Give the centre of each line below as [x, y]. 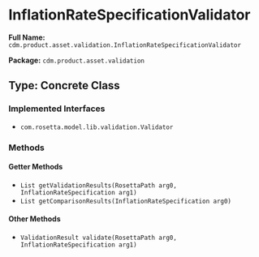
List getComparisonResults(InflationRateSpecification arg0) [126, 201]
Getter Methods [36, 167]
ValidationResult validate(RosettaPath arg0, [98, 238]
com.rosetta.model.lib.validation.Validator [97, 127]
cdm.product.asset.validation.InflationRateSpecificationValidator [125, 45]
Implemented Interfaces [57, 109]
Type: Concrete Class [64, 86]
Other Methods [35, 219]
